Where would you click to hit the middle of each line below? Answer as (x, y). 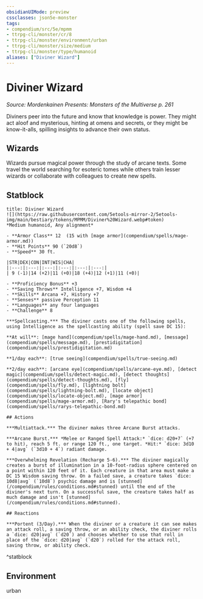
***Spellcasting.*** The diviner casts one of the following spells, (96, 321)
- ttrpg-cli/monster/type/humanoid (51, 52)
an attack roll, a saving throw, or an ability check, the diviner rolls (102, 529)
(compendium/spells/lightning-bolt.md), (58, 391)
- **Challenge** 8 (29, 311)
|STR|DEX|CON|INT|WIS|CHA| (40, 263)
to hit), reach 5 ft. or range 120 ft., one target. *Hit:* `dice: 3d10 (100, 444)
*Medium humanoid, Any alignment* (50, 225)
